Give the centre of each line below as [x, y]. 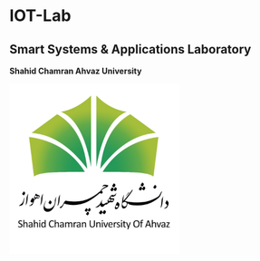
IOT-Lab [40, 16]
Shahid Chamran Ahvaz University [76, 71]
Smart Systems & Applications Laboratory [130, 49]
